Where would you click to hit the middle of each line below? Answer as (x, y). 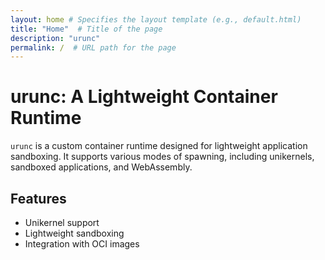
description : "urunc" (55, 38)
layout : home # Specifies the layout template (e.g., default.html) (156, 19)
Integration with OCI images (82, 244)
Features (38, 198)
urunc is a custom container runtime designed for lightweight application (159, 146)
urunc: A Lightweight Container (144, 97)
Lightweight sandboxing (74, 233)
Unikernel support (62, 222)
